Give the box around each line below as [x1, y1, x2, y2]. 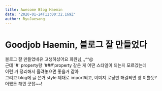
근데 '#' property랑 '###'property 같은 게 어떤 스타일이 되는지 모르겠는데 [5, 62, 147, 68]
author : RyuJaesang [5, 16, 45, 21]
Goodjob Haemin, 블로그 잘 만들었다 [5, 39, 147, 50]
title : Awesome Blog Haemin [5, 7, 63, 12]
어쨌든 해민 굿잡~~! [5, 81, 43, 87]
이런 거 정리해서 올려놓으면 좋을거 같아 [5, 68, 79, 74]
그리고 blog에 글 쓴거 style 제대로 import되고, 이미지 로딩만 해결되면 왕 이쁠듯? [5, 75, 157, 81]
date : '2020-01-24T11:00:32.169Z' [5, 12, 76, 17]
